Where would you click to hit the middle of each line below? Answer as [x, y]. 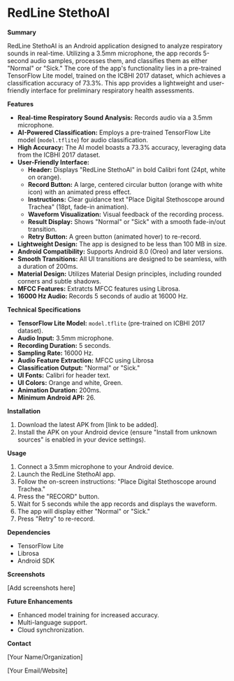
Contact [19, 643]
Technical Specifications [44, 309]
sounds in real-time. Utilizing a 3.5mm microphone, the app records [104, 53]
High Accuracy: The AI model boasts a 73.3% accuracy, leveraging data [122, 147]
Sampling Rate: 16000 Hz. [56, 353]
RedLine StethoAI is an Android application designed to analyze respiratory [115, 45]
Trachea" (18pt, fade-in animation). [78, 206]
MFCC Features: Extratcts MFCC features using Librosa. [98, 288]
